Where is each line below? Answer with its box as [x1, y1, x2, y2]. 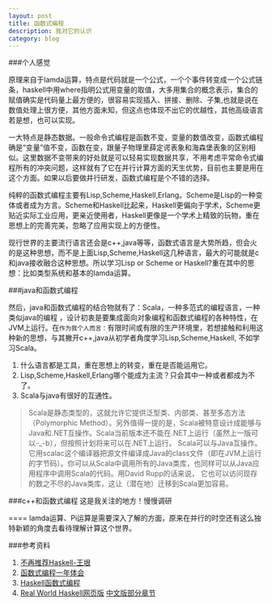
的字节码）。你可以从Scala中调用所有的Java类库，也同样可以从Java [28, 458, 253, 468]
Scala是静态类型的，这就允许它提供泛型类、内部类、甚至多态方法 [28, 408, 246, 418]
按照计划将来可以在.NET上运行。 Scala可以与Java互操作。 [67, 438, 262, 448]
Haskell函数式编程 [19, 578, 81, 588]
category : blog [8, 34, 60, 43]
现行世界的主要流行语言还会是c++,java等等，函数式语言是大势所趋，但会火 [8, 238, 257, 248]
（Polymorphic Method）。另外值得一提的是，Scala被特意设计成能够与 [28, 418, 262, 428]
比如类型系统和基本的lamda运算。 [22, 268, 135, 278]
